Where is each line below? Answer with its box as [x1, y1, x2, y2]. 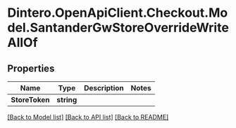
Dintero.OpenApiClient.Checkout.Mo [7, 5, 228, 21]
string [56, 95, 77, 104]
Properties [7, 62, 55, 74]
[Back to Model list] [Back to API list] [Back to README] [7, 113, 169, 121]
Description [83, 83, 125, 92]
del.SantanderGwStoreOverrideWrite [7, 20, 229, 36]
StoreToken [11, 95, 51, 104]
